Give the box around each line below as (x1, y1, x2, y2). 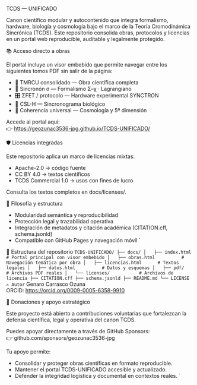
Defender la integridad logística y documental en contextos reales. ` (14, 373, 181, 379)
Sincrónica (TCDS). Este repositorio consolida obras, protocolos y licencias (6, 29, 190, 36)
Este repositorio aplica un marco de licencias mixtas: (6, 153, 135, 160)
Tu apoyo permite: (6, 348, 51, 355)
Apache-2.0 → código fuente (14, 165, 86, 171)
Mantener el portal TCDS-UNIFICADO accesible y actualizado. (14, 366, 167, 373)
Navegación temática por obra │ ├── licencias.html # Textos (6, 260, 179, 266)
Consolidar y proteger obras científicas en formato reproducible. (14, 359, 173, 367)
